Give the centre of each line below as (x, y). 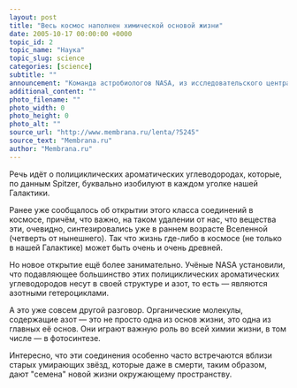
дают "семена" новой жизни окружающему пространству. (121, 374)
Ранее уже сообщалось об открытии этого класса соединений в (131, 209)
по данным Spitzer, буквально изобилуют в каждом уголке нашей (133, 183)
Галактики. (30, 193)
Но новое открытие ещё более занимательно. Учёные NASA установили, (147, 264)
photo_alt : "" (35, 125)
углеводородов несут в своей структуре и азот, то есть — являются (138, 283)
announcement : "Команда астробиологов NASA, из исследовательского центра (150, 83)
